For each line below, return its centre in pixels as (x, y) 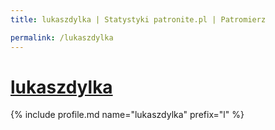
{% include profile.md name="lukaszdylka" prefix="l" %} (127, 115)
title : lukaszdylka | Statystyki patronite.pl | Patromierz (138, 19)
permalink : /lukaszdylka (62, 37)
